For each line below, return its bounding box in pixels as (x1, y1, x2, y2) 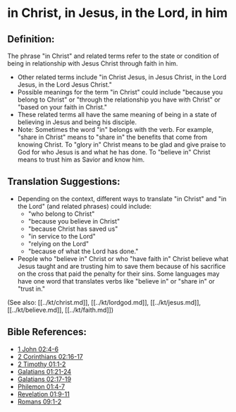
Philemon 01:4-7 (17, 382, 66, 391)
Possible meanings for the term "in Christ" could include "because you (17, 88, 223, 96)
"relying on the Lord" (27, 239, 89, 248)
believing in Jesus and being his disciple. (17, 118, 137, 126)
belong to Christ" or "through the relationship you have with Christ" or (17, 95, 221, 104)
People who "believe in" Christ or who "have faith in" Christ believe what (17, 254, 229, 262)
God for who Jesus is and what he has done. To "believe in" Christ (17, 148, 211, 156)
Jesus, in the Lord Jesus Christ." (17, 80, 113, 89)
